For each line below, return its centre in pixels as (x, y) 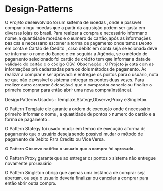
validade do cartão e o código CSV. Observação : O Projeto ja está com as (80, 64)
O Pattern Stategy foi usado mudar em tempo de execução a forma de (75, 128)
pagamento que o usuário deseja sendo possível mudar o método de (74, 134)
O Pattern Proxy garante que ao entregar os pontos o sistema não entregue (81, 158)
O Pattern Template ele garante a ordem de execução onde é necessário (78, 109)
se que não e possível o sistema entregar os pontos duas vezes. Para (74, 80)
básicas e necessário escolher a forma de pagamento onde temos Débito (79, 43)
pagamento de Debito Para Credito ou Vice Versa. (55, 139)
